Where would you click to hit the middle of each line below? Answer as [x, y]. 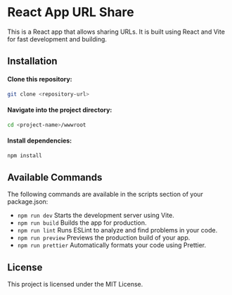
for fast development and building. [57, 39]
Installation [32, 61]
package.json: [28, 202]
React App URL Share [71, 12]
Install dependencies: [40, 140]
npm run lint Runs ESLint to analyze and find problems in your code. [117, 230]
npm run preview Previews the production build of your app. [104, 238]
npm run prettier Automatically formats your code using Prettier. [112, 245]
